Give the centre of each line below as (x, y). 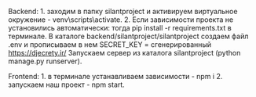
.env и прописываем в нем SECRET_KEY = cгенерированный (110, 45)
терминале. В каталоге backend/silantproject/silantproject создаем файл (128, 36)
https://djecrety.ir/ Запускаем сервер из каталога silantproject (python (124, 53)
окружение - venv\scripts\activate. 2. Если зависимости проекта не (121, 20)
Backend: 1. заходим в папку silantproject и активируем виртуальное (123, 11)
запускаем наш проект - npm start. (67, 84)
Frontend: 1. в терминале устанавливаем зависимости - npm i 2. (115, 76)
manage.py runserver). (45, 61)
